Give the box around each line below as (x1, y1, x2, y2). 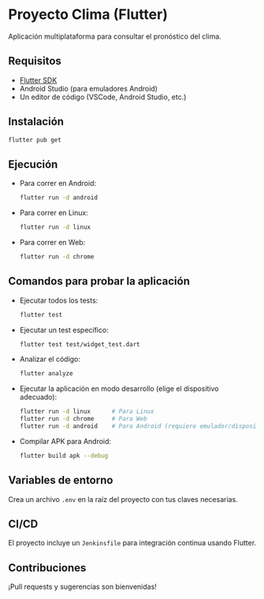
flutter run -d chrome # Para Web (19, 415, 147, 423)
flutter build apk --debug (19, 452, 109, 459)
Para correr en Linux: (19, 208, 88, 218)
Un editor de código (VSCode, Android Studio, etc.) (19, 92, 187, 102)
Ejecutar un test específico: (19, 325, 109, 334)
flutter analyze (19, 370, 73, 378)
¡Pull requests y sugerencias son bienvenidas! (8, 582, 158, 592)
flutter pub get (8, 136, 61, 143)
